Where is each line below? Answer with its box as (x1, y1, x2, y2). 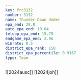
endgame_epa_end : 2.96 (5, 36, 53, 42)
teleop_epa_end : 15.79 (5, 31, 53, 36)
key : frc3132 (5, 7, 33, 13)
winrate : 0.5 (5, 41, 33, 46)
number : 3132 (5, 12, 33, 17)
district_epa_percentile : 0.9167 (5, 50, 76, 55)
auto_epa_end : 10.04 (5, 27, 49, 32)
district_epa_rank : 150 (5, 46, 56, 51)
